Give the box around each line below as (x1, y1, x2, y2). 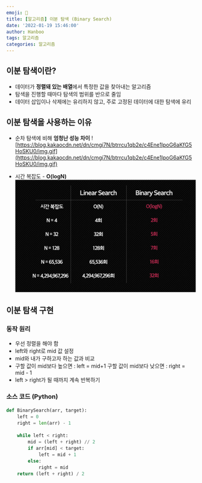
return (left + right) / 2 (17, 470, 85, 477)
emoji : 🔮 (6, 10, 28, 16)
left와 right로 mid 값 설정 (14, 347, 74, 354)
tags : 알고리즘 (6, 35, 39, 41)
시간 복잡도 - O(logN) (14, 172, 67, 180)
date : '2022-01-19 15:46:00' (6, 22, 79, 28)
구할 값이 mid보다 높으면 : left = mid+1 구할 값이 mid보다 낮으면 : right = (14, 362, 186, 369)
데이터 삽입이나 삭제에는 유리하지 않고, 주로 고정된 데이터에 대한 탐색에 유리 (14, 98, 192, 105)
